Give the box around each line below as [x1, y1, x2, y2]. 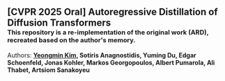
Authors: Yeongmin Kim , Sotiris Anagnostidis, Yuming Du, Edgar [7, 51, 196, 59]
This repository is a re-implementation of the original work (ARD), [7, 28, 209, 37]
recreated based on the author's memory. [7, 35, 136, 44]
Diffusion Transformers [7, 17, 111, 29]
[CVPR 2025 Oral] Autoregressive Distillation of [7, 6, 218, 18]
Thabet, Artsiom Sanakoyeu [7, 66, 91, 74]
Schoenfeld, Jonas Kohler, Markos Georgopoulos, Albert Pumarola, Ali [7, 58, 215, 66]
